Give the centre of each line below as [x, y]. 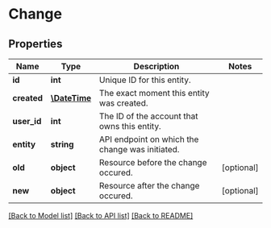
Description [156, 66]
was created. [124, 103]
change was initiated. [140, 149]
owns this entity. [130, 126]
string [62, 144]
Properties [35, 44]
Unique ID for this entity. [145, 80]
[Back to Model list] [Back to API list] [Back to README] [101, 216]
